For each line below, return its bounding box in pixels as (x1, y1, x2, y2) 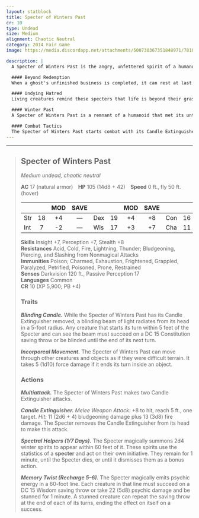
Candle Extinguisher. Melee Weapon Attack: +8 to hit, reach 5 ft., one (20, 406, 192, 413)
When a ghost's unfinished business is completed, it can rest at (11, 80, 179, 86)
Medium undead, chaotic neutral (20, 172, 101, 179)
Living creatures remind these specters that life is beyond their (11, 96, 182, 102)
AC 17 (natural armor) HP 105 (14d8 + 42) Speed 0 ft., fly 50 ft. (20, 184, 181, 191)
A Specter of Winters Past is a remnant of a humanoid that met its (11, 112, 184, 118)
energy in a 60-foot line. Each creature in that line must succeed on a (20, 480, 190, 487)
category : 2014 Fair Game (6, 42, 70, 48)
